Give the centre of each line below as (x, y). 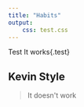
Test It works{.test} (39, 52)
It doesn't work (52, 95)
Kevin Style (37, 76)
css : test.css (45, 30)
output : (21, 23)
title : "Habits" (35, 15)
